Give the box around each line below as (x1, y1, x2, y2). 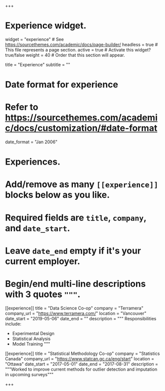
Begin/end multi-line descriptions (5, 278, 146, 289)
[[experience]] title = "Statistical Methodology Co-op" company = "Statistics (5, 350, 160, 356)
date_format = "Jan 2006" (5, 139, 58, 145)
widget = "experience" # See (5, 36, 64, 42)
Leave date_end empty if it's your (5, 245, 141, 256)
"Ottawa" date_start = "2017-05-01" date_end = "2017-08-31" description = (5, 361, 159, 367)
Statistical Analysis (12, 336, 51, 342)
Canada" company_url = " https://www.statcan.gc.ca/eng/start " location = (5, 355, 154, 361)
